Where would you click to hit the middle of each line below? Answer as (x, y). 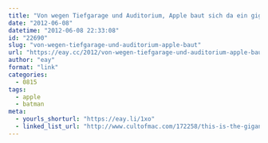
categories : (28, 75)
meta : (17, 112)
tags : (17, 89)
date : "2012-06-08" (41, 23)
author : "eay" (32, 60)
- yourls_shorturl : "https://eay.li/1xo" (85, 119)
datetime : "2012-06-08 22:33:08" (64, 30)
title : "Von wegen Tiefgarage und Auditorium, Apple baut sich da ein (128, 15)
